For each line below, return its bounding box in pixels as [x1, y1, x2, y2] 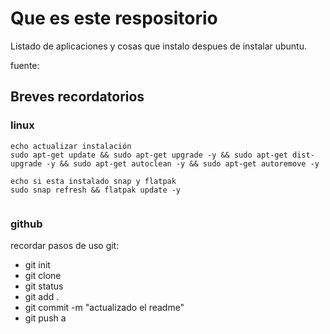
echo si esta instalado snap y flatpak [10, 176, 177, 186]
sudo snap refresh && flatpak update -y [10, 185, 182, 195]
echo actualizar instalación [10, 141, 132, 151]
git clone [24, 269, 62, 281]
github [10, 217, 43, 231]
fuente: [10, 59, 40, 71]
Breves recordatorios [10, 88, 145, 106]
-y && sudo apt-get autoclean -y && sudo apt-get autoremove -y [46, 158, 320, 169]
